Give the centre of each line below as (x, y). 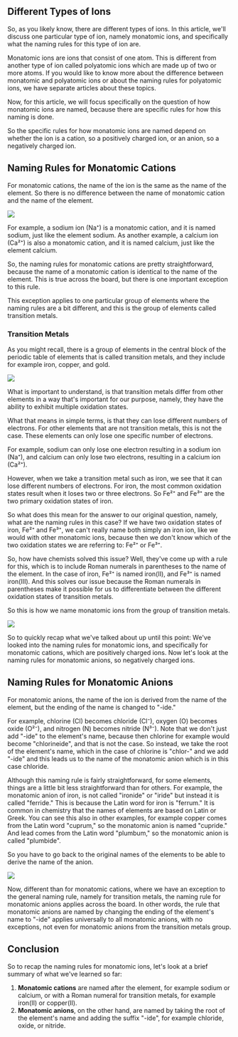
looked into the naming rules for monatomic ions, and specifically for (108, 645)
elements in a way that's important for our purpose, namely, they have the (115, 399)
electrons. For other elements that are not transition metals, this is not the (115, 428)
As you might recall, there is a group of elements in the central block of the (117, 349)
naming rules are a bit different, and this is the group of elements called (112, 308)
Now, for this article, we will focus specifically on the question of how (109, 102)
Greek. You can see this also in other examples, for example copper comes (117, 818)
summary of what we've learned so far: (65, 974)
